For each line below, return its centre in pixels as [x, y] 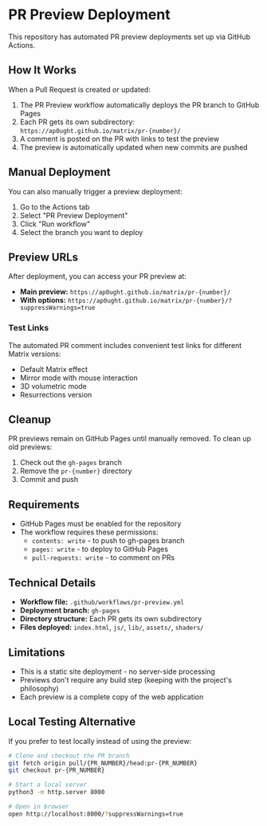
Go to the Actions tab [55, 207]
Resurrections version [56, 394]
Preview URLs [43, 257]
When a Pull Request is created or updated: [80, 89]
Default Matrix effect [54, 369]
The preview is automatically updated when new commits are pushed [134, 147]
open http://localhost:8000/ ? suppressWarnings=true [96, 814]
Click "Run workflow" [55, 224]
